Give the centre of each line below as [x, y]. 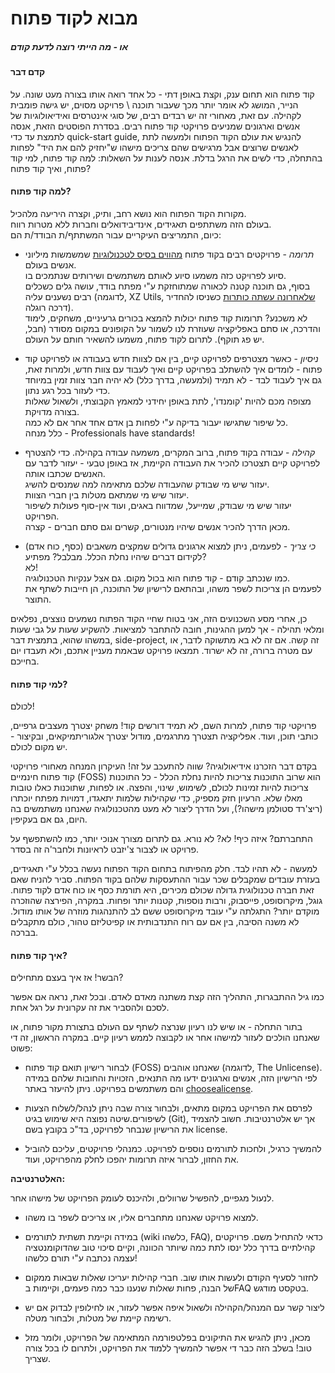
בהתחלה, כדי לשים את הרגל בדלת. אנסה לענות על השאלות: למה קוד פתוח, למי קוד [166, 158]
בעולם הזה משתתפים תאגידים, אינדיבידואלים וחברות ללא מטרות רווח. [141, 224]
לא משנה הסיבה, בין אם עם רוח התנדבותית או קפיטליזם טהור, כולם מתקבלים [155, 922]
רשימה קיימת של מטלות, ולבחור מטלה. [98, 1318]
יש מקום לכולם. [39, 747]
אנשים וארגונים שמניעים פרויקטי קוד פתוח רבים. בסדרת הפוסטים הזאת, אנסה [155, 126]
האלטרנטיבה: [38, 1179]
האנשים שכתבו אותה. [65, 473]
